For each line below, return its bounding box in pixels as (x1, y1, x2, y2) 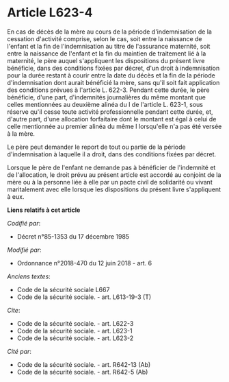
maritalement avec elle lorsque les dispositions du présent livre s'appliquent (7, 185, 221, 193)
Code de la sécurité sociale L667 (16, 285, 110, 294)
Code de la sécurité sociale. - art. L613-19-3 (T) (16, 293, 152, 301)
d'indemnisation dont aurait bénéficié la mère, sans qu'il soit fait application (7, 78, 220, 86)
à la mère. (7, 129, 36, 138)
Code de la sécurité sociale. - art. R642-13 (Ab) (16, 360, 151, 368)
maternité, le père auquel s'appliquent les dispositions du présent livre (7, 56, 205, 64)
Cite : (7, 306, 21, 314)
